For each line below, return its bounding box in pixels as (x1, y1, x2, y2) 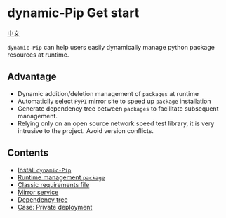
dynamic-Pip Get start (7, 5, 140, 21)
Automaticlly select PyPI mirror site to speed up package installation (17, 97, 211, 105)
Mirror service (17, 188, 59, 196)
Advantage (7, 71, 58, 83)
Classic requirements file (17, 180, 90, 189)
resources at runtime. (7, 50, 69, 59)
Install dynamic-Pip (17, 165, 72, 174)
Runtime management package (17, 173, 105, 182)
